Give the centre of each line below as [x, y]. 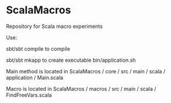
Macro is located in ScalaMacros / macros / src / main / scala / [81, 88]
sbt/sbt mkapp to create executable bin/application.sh [71, 60]
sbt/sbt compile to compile [38, 49]
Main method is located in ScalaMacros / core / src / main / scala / [86, 71]
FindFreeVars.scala [29, 95]
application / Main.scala [35, 77]
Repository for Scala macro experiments [55, 26]
